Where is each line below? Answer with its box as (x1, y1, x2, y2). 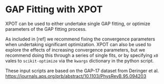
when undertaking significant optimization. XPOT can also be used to (5, 41, 152, 47)
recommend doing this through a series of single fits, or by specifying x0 (5, 52, 158, 58)
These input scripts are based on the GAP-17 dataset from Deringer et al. (5, 68, 159, 74)
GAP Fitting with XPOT (5, 4, 103, 15)
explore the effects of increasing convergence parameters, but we (5, 47, 145, 53)
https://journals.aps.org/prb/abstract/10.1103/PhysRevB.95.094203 (5, 73, 147, 79)
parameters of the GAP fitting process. (5, 26, 87, 32)
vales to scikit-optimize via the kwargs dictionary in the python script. (5, 57, 154, 64)
